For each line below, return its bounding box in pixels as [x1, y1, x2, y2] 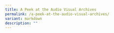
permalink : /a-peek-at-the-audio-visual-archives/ [5, 12, 110, 16]
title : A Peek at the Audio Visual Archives [5, 7, 97, 12]
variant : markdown [5, 16, 42, 21]
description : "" [5, 20, 38, 26]
